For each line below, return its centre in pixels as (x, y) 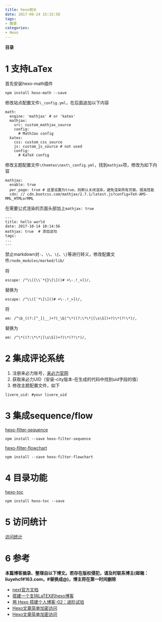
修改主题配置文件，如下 (36, 385)
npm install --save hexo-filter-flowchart (49, 457)
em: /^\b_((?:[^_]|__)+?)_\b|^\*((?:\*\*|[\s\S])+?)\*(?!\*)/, (71, 318)
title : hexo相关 (21, 10)
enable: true (23, 185)
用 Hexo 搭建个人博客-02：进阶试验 (48, 602)
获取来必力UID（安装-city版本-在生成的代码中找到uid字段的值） (76, 379)
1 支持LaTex (29, 69)
